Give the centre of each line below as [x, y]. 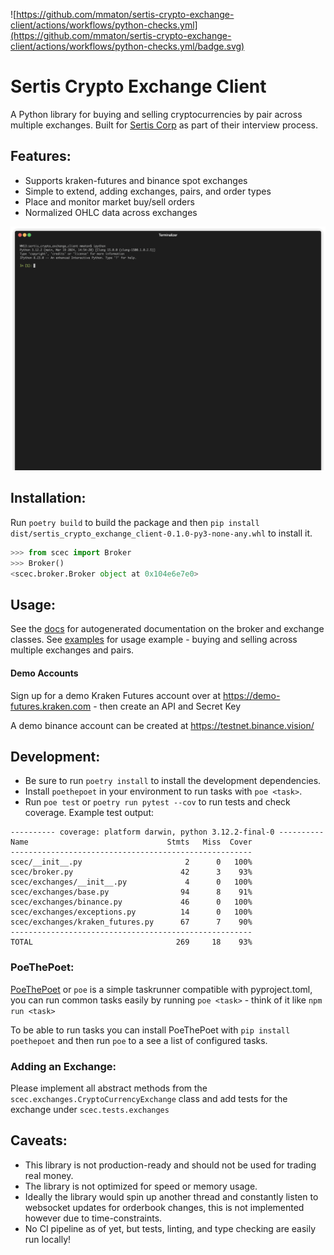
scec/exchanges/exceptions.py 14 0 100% [131, 912]
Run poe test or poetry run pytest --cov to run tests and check [157, 802]
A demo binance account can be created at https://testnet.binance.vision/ [162, 725]
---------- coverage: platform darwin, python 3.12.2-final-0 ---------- [167, 832]
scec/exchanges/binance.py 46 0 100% [131, 902]
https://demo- [251, 695]
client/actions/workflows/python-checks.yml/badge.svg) [127, 46]
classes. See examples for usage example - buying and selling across [154, 640]
